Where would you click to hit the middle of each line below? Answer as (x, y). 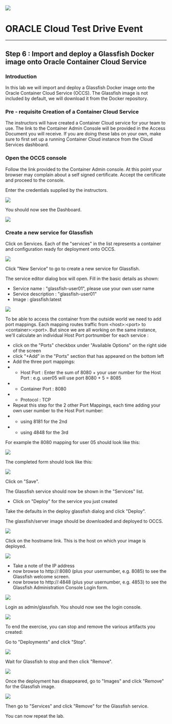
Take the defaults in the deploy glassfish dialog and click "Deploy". (76, 511)
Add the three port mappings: (44, 361)
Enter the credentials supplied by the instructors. (57, 190)
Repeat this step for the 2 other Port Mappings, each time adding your (87, 405)
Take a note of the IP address (44, 566)
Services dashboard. (27, 145)
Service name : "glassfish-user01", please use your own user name (83, 288)
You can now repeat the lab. (35, 716)
